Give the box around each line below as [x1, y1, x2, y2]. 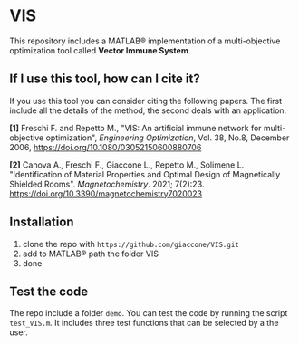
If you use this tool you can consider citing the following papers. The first [9, 95, 283, 106]
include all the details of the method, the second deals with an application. [9, 105, 287, 116]
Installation [9, 215, 74, 230]
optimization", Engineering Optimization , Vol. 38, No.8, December [45, 132, 290, 143]
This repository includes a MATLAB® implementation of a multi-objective [9, 35, 281, 46]
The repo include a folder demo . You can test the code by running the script [9, 308, 288, 319]
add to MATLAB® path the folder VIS [22, 248, 159, 259]
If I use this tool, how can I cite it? [9, 72, 201, 87]
